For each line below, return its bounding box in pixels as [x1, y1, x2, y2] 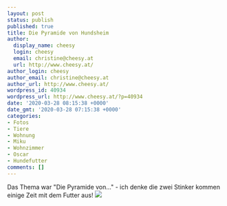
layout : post [7, 10, 45, 17]
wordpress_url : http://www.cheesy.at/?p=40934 [7, 94, 143, 101]
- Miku [7, 138, 26, 145]
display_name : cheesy [13, 42, 76, 49]
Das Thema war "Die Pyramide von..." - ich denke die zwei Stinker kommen [7, 183, 221, 191]
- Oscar [7, 151, 30, 158]
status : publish [7, 17, 54, 23]
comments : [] [7, 163, 45, 171]
